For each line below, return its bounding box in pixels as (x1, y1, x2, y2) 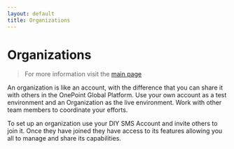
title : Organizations (7, 17, 71, 24)
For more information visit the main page (24, 70, 142, 78)
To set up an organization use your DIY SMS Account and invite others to (7, 120, 218, 128)
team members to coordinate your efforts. (7, 106, 128, 114)
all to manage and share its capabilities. (7, 134, 121, 143)
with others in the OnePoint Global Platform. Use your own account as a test (7, 91, 227, 99)
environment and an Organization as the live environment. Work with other (7, 99, 222, 107)
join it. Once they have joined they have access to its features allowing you (7, 127, 223, 135)
